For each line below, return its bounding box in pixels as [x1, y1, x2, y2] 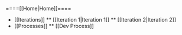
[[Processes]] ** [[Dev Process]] [14, 23, 94, 29]
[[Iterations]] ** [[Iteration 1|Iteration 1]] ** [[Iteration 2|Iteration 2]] [14, 16, 177, 23]
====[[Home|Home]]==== [5, 5, 71, 12]
